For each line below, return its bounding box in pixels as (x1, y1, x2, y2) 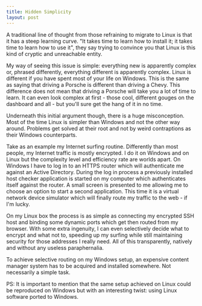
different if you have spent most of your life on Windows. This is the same (6, 75, 189, 82)
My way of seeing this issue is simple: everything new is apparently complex (6, 61, 197, 69)
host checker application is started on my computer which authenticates (6, 175, 186, 182)
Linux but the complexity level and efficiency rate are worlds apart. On (6, 155, 181, 163)
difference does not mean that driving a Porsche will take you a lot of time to (6, 87, 196, 95)
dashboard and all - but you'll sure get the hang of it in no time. (6, 100, 163, 107)
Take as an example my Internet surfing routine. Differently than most (6, 143, 178, 150)
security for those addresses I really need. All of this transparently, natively (6, 237, 192, 245)
